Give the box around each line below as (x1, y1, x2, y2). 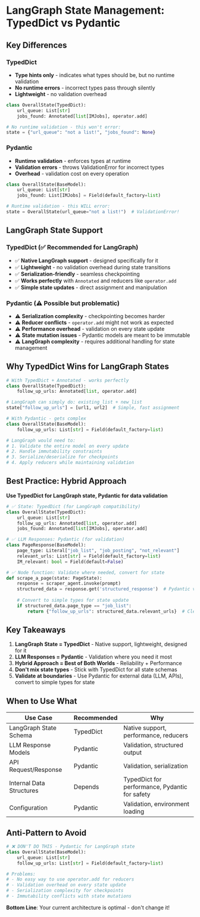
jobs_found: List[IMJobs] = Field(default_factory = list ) (17, 192, 161, 199)
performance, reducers (123, 731, 189, 740)
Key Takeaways (6, 625, 66, 635)
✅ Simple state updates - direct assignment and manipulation (14, 284, 168, 291)
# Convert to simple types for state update (17, 598, 129, 604)
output (123, 749, 142, 757)
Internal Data (9, 779, 45, 787)
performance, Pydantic (123, 783, 187, 791)
